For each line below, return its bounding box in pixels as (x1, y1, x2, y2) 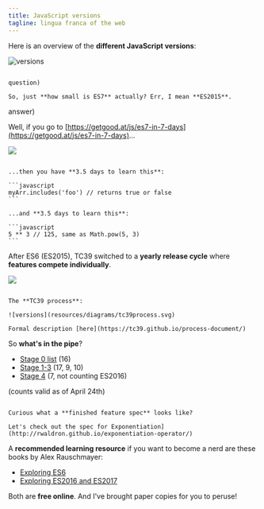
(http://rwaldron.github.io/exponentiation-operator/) (8, 429, 193, 437)
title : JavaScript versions (8, 11, 101, 20)
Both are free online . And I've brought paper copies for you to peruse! (8, 491, 238, 501)
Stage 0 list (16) (19, 354, 71, 363)
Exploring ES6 (19, 467, 66, 477)
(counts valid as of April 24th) (8, 387, 105, 396)
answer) (8, 107, 36, 116)
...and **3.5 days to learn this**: (8, 209, 129, 217)
